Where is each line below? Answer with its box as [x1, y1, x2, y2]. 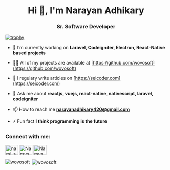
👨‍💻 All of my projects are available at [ [12, 60, 93, 66]
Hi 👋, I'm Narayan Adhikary [28, 5, 144, 16]
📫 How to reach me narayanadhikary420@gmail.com [12, 106, 130, 112]
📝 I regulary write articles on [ [12, 75, 75, 81]
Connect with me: [5, 133, 51, 140]
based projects [12, 50, 46, 56]
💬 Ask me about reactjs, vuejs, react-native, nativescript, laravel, [12, 91, 154, 97]
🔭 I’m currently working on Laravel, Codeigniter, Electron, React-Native [12, 45, 165, 51]
